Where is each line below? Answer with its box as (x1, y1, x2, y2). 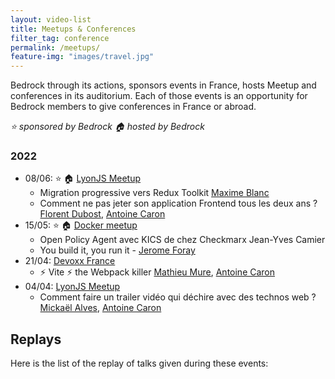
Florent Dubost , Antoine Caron (39, 208, 166, 220)
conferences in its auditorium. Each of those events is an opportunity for (10, 90, 308, 102)
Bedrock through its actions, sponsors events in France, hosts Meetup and (10, 79, 317, 91)
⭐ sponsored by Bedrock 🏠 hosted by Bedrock (10, 121, 205, 133)
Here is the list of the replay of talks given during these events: (10, 357, 269, 370)
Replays (10, 331, 62, 348)
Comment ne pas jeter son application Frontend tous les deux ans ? (39, 197, 318, 210)
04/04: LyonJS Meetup (24, 281, 121, 293)
